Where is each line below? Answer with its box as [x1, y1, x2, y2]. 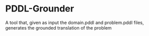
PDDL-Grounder [5, 3, 74, 14]
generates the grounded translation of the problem [5, 24, 112, 30]
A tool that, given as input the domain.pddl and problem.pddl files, [5, 19, 144, 25]
